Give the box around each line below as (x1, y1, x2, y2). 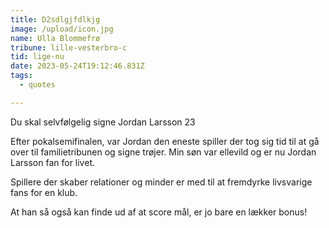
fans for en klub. (10, 186, 78, 198)
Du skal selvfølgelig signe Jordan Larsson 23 (10, 116, 196, 128)
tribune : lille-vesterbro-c (10, 42, 128, 53)
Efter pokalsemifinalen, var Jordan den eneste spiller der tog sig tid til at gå (10, 135, 320, 147)
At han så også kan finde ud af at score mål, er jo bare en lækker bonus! (10, 206, 308, 218)
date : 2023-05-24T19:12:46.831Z (10, 61, 145, 71)
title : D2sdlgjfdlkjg (10, 14, 101, 25)
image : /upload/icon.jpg (10, 24, 114, 34)
